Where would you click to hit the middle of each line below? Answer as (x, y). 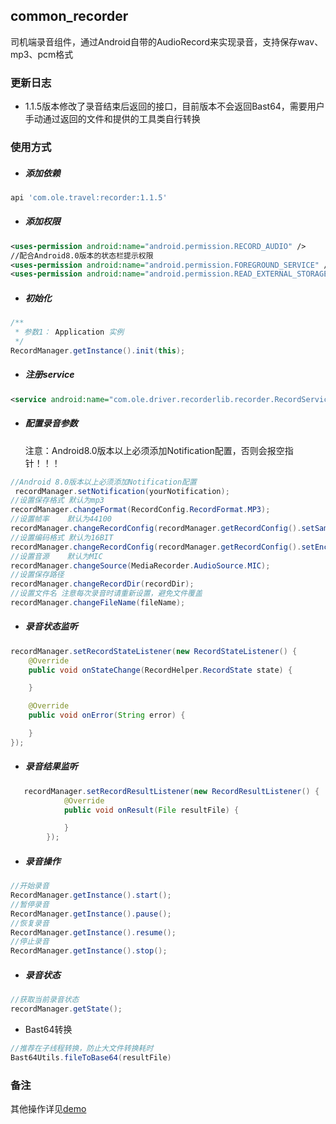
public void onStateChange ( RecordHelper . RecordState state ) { (160, 670)
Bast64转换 (48, 1029)
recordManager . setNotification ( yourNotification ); (122, 491)
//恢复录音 (30, 923)
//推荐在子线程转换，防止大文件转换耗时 (82, 1048)
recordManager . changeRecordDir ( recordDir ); (102, 584)
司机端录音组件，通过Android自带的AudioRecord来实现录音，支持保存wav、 (167, 41)
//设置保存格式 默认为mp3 (57, 500)
